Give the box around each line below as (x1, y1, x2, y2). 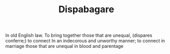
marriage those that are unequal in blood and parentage (5, 43, 124, 49)
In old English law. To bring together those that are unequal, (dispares (5, 32, 153, 39)
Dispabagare (58, 4, 115, 15)
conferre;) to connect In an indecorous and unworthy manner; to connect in (5, 38, 165, 44)
